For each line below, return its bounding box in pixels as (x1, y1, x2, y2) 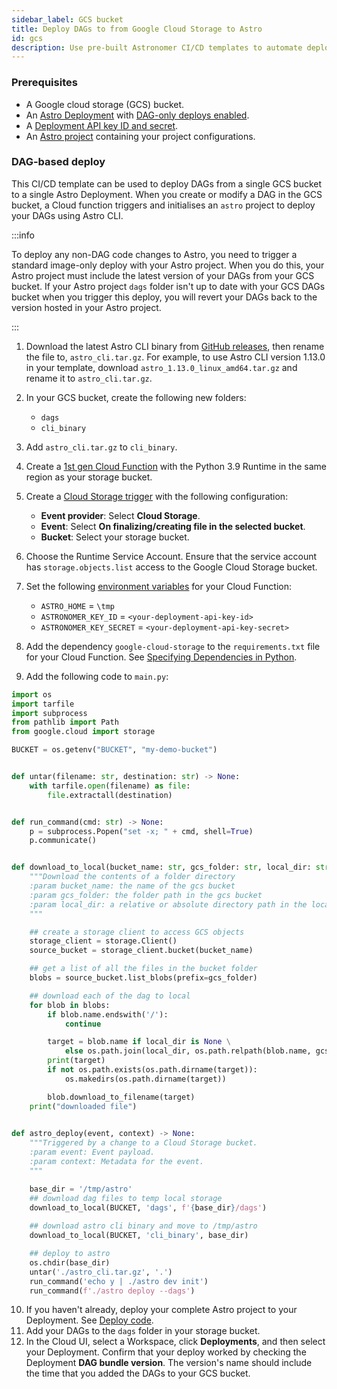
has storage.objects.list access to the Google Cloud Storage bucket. (25, 561, 318, 573)
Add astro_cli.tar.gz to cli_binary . (25, 441, 178, 453)
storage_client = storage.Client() (29, 936, 178, 946)
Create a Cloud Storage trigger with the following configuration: (25, 490, 289, 502)
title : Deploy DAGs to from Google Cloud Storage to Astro (11, 24, 263, 34)
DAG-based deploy (11, 155, 106, 169)
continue (64, 1019, 102, 1029)
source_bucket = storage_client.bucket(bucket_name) (29, 946, 254, 956)
